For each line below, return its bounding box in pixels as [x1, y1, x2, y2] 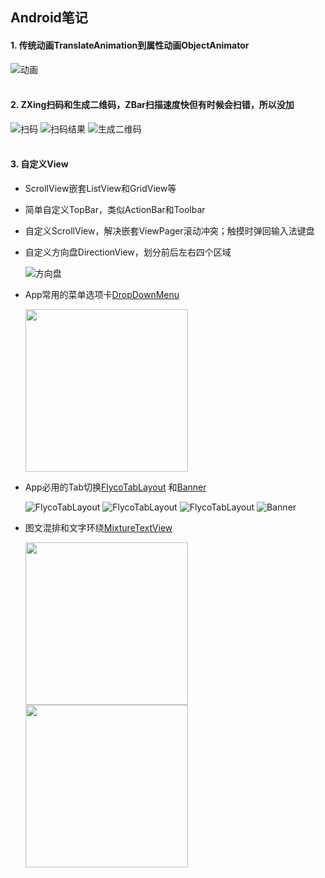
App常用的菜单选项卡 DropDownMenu [24, 289, 180, 300]
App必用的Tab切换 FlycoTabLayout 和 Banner [24, 481, 207, 493]
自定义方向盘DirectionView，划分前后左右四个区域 [24, 246, 232, 258]
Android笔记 [10, 9, 88, 27]
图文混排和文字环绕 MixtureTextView [24, 522, 173, 533]
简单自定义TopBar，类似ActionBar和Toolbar [24, 204, 206, 215]
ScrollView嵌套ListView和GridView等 [24, 183, 177, 194]
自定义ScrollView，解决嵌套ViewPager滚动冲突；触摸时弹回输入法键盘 [24, 225, 315, 237]
